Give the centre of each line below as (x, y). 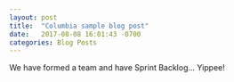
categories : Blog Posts (53, 42)
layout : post (33, 17)
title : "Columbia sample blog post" (79, 26)
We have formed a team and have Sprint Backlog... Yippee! (117, 68)
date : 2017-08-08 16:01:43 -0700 (75, 34)
